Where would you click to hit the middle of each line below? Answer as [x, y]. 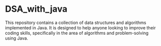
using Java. [17, 38]
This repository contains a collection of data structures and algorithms [76, 23]
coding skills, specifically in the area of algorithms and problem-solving [77, 33]
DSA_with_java [36, 9]
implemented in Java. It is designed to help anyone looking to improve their [80, 27]
